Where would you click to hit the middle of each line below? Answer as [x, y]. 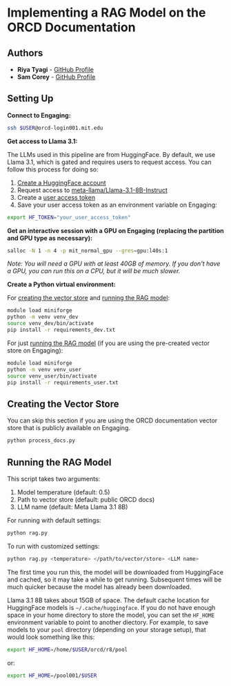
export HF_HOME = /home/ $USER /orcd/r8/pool [68, 649]
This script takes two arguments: [54, 479]
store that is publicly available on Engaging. [69, 428]
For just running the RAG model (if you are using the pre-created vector [109, 343]
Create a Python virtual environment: [61, 284]
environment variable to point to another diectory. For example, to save [108, 622]
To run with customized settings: [53, 546]
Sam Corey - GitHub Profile [56, 77]
